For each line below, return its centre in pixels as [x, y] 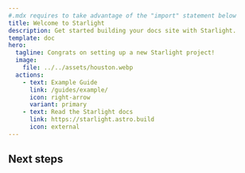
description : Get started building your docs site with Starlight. [122, 30]
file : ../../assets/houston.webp [78, 68]
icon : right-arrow [60, 97]
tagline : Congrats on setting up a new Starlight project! [115, 53]
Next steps [36, 159]
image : [26, 61]
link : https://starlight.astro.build [92, 120]
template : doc [32, 38]
